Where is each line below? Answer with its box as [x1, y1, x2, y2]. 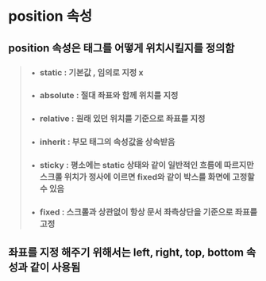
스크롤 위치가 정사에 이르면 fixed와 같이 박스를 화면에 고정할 [39, 172, 256, 183]
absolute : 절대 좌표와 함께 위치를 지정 [39, 90, 179, 101]
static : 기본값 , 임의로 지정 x [39, 66, 144, 78]
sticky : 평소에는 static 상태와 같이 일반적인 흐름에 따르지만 [39, 160, 254, 171]
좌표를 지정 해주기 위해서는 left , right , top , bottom [8, 245, 245, 259]
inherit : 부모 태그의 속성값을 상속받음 [39, 136, 175, 147]
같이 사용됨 [29, 260, 81, 274]
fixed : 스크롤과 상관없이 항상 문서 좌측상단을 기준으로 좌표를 [39, 207, 258, 218]
